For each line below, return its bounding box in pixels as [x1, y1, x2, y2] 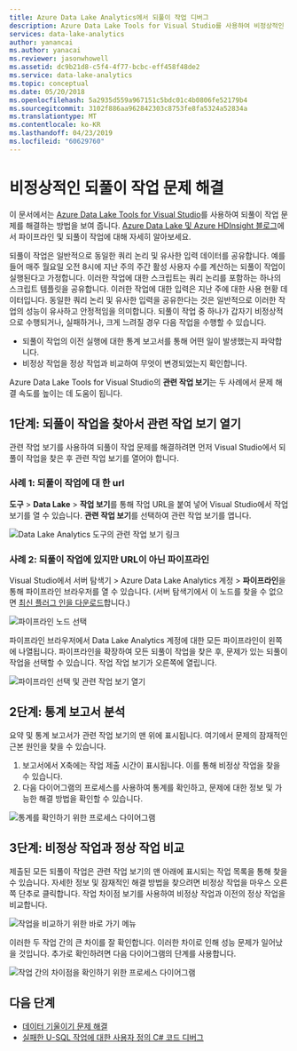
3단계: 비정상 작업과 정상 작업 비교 [9, 840, 184, 856]
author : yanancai [9, 37, 74, 47]
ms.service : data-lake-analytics [9, 71, 133, 80]
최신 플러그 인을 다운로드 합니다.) [18, 597, 131, 609]
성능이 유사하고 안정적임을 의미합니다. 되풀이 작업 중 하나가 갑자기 [25, 306, 253, 316]
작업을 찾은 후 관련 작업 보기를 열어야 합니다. [25, 452, 180, 463]
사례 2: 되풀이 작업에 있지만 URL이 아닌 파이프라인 [9, 553, 210, 565]
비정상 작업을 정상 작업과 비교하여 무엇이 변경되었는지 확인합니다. [21, 357, 247, 369]
